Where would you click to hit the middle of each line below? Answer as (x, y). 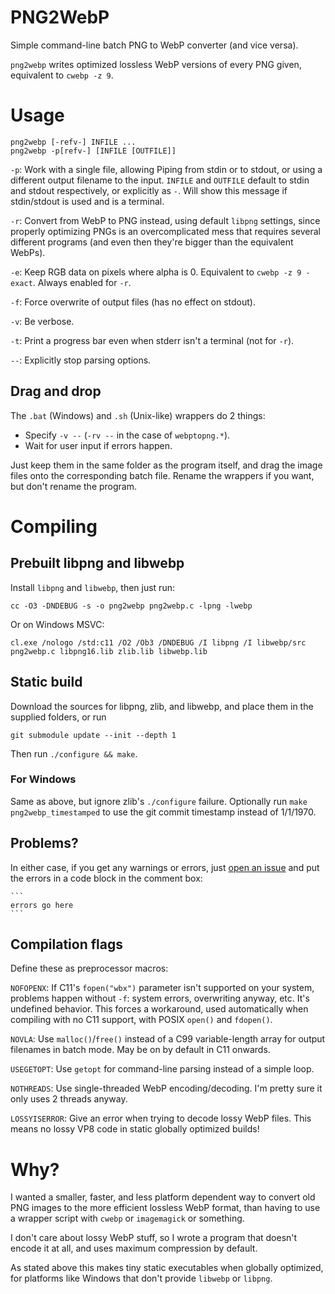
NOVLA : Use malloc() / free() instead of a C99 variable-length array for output (168, 1039)
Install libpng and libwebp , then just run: (92, 587)
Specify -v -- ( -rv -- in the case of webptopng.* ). (127, 435)
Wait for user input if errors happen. (98, 445)
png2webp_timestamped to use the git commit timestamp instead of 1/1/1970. (163, 812)
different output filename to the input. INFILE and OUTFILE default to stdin (160, 180)
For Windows (43, 779)
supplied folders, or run (58, 717)
